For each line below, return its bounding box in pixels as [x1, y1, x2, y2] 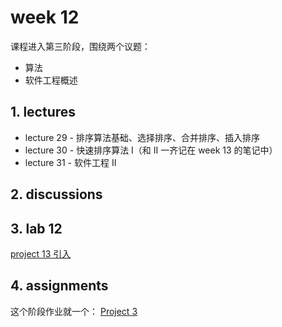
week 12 [10, 6, 80, 29]
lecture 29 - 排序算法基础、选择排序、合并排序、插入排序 [24, 131, 260, 143]
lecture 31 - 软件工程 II [24, 156, 117, 168]
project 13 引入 [10, 247, 72, 260]
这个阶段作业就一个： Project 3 [10, 305, 138, 317]
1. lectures [10, 104, 77, 121]
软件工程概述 [24, 74, 78, 86]
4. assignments [10, 277, 109, 295]
